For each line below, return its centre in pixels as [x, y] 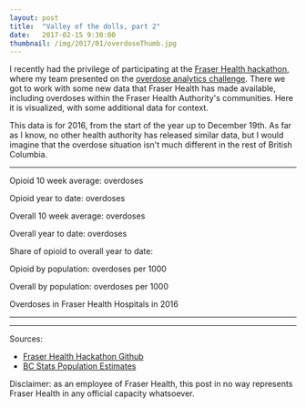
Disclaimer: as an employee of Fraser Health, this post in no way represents [151, 384]
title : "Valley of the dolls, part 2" [85, 26]
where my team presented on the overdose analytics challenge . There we [148, 79]
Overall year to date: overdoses [68, 234]
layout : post [34, 18]
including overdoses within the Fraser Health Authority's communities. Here [152, 98]
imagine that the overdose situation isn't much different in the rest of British [151, 145]
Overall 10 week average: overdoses [77, 216]
